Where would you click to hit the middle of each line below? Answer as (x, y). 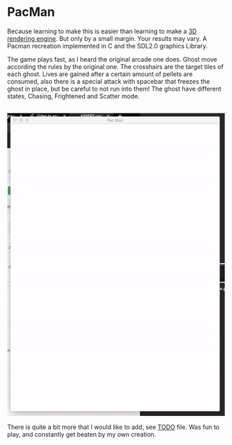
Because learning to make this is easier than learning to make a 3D (102, 31)
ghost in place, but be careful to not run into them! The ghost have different (114, 89)
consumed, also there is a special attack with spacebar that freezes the (109, 81)
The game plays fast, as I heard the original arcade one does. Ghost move (112, 59)
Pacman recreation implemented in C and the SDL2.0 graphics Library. (108, 46)
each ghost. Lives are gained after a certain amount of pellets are (100, 74)
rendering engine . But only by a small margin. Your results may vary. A (107, 38)
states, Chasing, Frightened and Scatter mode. (74, 96)
